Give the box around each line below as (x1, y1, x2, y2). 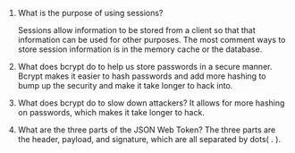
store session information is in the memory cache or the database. (17, 44, 263, 55)
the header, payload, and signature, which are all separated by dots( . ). (17, 134, 282, 144)
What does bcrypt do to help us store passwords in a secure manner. (17, 62, 273, 72)
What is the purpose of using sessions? (17, 8, 164, 18)
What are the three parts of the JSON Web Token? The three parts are (17, 124, 276, 135)
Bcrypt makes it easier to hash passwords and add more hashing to (17, 71, 266, 81)
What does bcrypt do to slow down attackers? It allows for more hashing (17, 98, 285, 108)
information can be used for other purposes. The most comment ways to (17, 35, 286, 45)
